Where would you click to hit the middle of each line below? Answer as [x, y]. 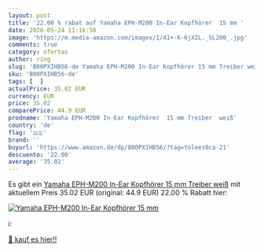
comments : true [33, 45]
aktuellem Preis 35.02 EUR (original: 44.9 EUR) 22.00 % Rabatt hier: [118, 193]
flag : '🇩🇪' [27, 132]
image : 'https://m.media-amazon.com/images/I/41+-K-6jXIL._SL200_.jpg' [128, 37]
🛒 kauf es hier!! [33, 239]
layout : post [29, 15]
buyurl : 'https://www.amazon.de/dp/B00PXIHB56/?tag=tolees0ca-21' [119, 147]
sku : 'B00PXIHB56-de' [44, 74]
